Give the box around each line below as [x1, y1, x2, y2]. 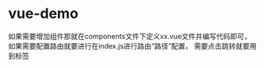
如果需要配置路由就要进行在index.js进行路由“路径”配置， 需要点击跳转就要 [8, 41, 250, 51]
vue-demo [8, 5, 79, 23]
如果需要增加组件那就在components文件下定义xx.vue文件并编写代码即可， [8, 31, 251, 41]
